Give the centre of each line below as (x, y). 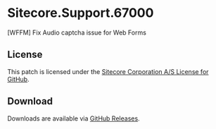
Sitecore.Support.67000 (81, 13)
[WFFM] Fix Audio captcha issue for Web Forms (77, 32)
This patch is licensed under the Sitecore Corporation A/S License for (108, 71)
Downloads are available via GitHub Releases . (74, 118)
